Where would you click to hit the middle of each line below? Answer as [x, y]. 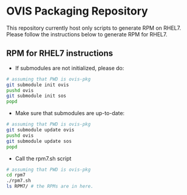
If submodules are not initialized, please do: [70, 68]
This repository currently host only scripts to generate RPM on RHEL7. [93, 28]
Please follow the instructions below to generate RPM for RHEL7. [87, 34]
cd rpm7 [16, 175]
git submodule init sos [36, 96]
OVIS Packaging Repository [77, 11]
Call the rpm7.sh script [43, 158]
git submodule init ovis [38, 85]
